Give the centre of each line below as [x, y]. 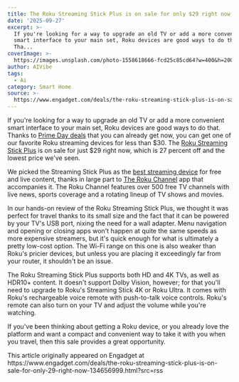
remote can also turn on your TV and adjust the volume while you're [107, 305]
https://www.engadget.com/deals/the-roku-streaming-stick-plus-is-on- [113, 363]
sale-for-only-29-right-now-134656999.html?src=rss [85, 370]
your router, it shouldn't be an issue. [60, 261]
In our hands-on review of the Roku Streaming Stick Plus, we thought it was [118, 208]
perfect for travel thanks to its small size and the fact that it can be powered [118, 216]
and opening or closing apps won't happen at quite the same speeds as [112, 231]
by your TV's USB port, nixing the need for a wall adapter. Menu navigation [117, 223]
